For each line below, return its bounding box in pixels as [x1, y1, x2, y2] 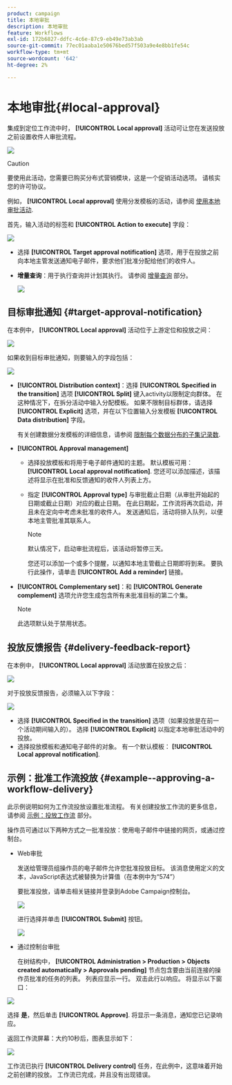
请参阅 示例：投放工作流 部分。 [7, 811, 95, 819]
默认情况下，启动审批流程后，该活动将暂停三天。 [27, 544, 167, 553]
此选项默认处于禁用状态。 [17, 620, 90, 628]
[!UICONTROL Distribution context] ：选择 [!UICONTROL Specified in [17, 381, 217, 389]
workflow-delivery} [7, 783, 94, 795]
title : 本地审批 [7, 17, 50, 24]
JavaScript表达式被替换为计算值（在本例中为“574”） [29, 873, 179, 880]
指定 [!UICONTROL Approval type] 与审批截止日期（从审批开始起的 [27, 490, 220, 499]
